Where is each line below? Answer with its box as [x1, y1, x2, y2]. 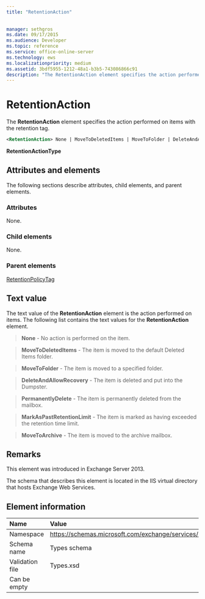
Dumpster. [21, 383, 48, 390]
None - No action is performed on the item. [21, 334, 131, 341]
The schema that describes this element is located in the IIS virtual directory [6, 477, 198, 485]
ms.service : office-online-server [6, 49, 95, 55]
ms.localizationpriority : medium [6, 60, 92, 66]
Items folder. [21, 352, 53, 360]
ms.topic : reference [6, 43, 59, 50]
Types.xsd [49, 561, 80, 570]
